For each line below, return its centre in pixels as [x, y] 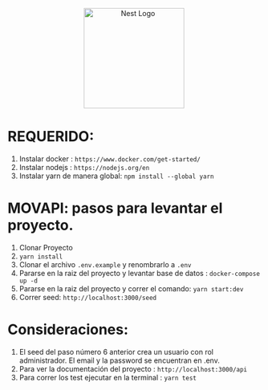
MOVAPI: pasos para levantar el [115, 208]
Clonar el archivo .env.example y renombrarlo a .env [105, 264]
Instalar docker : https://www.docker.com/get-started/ [110, 158]
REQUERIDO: [51, 137]
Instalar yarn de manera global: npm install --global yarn [116, 176]
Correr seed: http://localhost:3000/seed [88, 297]
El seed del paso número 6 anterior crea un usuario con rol [116, 351]
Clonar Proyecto [46, 247]
